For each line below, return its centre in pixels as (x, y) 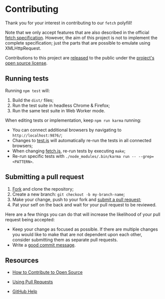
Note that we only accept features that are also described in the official (77, 32)
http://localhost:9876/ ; (37, 135)
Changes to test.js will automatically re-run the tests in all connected (82, 140)
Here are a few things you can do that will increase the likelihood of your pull (83, 214)
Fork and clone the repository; (43, 189)
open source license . (26, 63)
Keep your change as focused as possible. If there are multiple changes (85, 229)
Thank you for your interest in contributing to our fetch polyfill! (69, 23)
